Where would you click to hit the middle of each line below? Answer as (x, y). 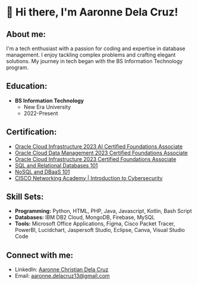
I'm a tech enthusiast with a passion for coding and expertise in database (96, 48)
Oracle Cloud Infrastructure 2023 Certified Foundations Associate (95, 159)
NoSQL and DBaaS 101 (42, 172)
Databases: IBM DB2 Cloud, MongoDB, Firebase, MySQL (85, 218)
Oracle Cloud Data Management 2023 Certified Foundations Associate (101, 153)
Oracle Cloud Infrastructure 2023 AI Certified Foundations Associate (99, 146)
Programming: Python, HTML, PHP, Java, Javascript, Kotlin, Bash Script (103, 211)
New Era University (47, 107)
